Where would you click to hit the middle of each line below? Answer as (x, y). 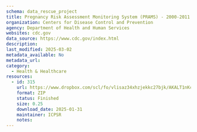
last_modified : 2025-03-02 (39, 50)
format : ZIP (31, 93)
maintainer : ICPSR (39, 114)
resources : (19, 77)
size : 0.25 (30, 104)
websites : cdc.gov (28, 33)
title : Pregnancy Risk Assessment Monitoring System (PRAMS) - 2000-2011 (98, 17)
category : (18, 66)
